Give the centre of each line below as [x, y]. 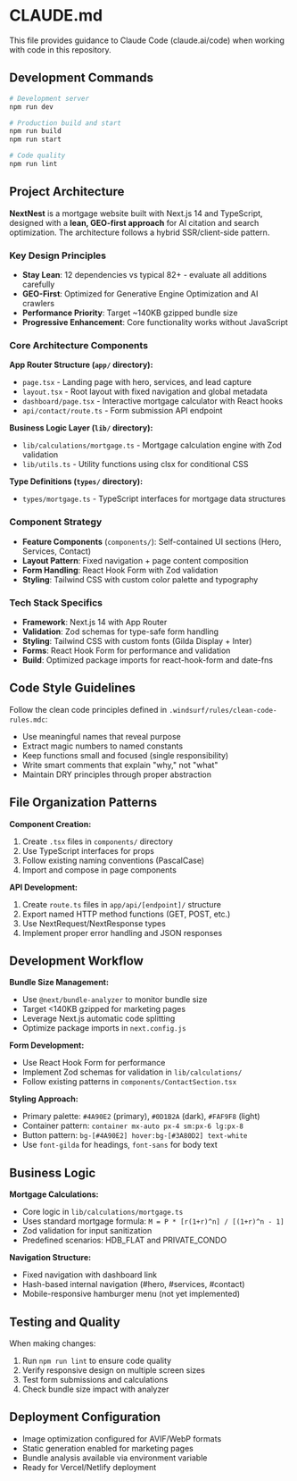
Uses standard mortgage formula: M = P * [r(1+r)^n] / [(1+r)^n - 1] [153, 1221]
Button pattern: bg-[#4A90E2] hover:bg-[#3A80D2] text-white [135, 1135]
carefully [38, 284]
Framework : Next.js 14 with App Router [95, 622]
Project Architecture [67, 192]
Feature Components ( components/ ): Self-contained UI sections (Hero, [152, 541]
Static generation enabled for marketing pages [108, 1448]
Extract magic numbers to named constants [103, 746]
